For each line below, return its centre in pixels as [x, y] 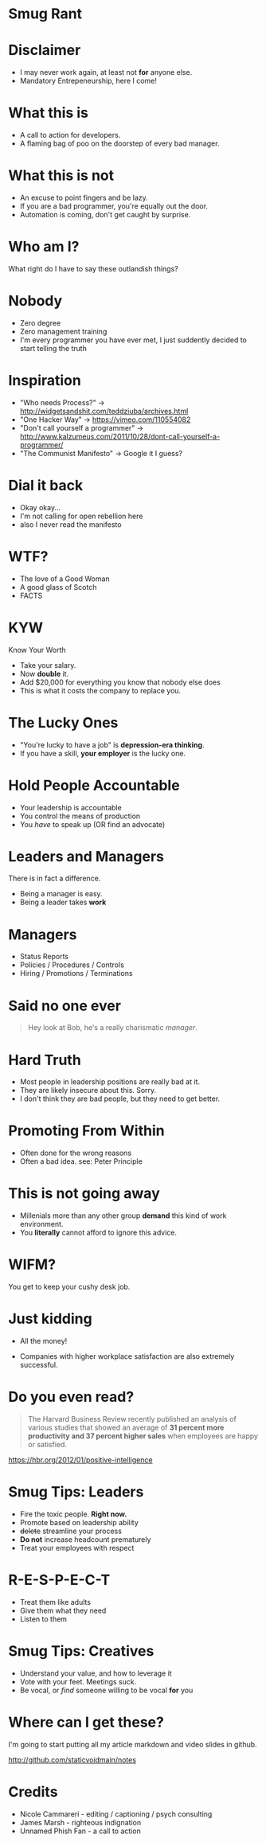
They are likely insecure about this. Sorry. [88, 1091]
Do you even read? [71, 1397]
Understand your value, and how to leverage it [96, 1673]
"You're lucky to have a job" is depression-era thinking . [112, 744]
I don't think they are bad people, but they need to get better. [120, 1099]
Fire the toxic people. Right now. [73, 1514]
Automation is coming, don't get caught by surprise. [105, 215]
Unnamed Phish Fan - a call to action [80, 1831]
